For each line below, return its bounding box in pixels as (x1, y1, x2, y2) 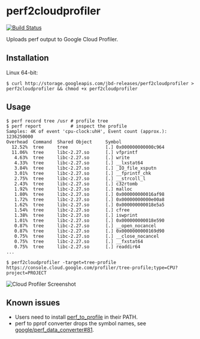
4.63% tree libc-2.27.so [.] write (14, 155, 130, 161)
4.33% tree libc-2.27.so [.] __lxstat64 (14, 160, 144, 166)
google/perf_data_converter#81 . (14, 326, 95, 334)
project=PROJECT (6, 270, 47, 276)
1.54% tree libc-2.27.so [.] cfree (14, 207, 130, 213)
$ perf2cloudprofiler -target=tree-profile (6, 259, 117, 265)
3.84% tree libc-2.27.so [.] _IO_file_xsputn (14, 165, 157, 171)
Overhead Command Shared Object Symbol (6, 139, 122, 145)
